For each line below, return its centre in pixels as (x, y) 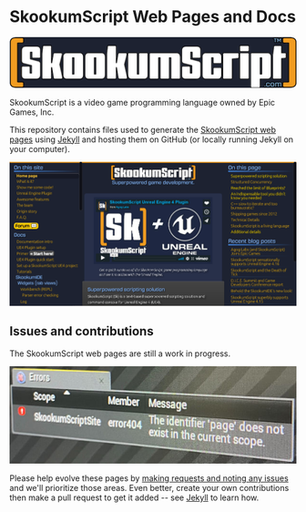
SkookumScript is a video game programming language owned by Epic (143, 102)
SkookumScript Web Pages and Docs (153, 17)
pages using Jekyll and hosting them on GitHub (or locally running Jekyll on (152, 139)
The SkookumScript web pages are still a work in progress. (120, 353)
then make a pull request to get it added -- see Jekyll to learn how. (134, 497)
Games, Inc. (32, 112)
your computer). (40, 148)
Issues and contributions (82, 331)
